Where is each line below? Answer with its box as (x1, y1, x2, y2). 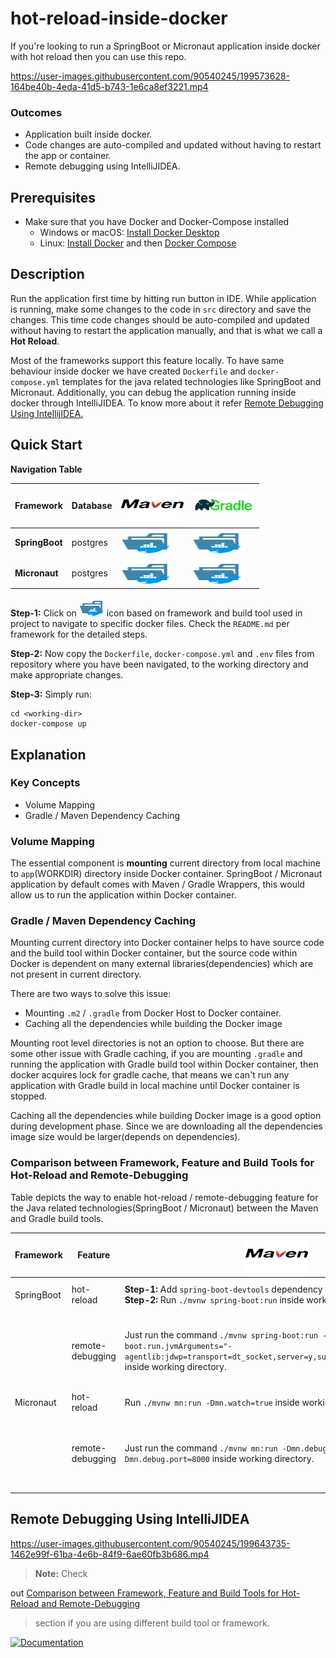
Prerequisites (10, 189, 96, 206)
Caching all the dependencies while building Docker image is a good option (10, 1110, 322, 1122)
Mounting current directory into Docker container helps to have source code (10, 937, 325, 949)
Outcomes (10, 105, 63, 119)
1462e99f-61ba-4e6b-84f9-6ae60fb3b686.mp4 (10, 1548, 210, 1560)
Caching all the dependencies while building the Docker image (24, 1018, 283, 1030)
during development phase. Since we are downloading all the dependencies (10, 1120, 323, 1132)
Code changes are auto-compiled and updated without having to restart (24, 139, 322, 151)
